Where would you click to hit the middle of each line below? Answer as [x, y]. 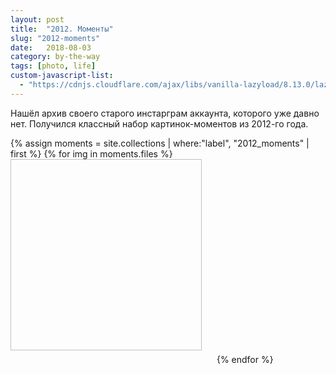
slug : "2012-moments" [55, 38]
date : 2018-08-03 [51, 47]
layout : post [37, 19]
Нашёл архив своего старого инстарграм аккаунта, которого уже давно [165, 113]
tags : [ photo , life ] [53, 66]
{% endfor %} [245, 359]
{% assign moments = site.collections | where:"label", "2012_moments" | [160, 143]
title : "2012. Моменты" [62, 29]
